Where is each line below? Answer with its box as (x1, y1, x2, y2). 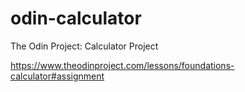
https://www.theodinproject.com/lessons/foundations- (10, 59, 235, 71)
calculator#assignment (10, 70, 105, 82)
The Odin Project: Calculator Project (10, 40, 159, 52)
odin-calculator (10, 7, 142, 30)
